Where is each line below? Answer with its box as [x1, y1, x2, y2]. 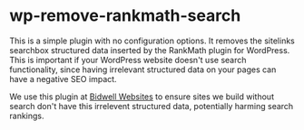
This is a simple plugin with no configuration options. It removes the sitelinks [9, 35, 295, 46]
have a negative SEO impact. [9, 73, 117, 84]
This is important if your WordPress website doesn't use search [9, 54, 247, 65]
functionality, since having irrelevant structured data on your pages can [9, 64, 277, 75]
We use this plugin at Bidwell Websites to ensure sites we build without [9, 91, 275, 102]
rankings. [9, 110, 44, 121]
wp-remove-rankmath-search [9, 5, 241, 26]
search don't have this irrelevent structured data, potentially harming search [9, 100, 294, 111]
